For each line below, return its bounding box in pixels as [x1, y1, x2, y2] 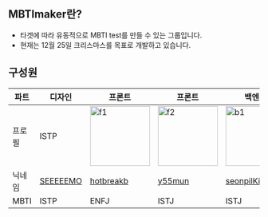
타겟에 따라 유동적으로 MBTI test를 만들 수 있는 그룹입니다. [19, 30, 203, 40]
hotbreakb [89, 175, 129, 186]
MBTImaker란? [8, 7, 82, 22]
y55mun [157, 175, 190, 186]
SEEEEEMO [39, 175, 82, 186]
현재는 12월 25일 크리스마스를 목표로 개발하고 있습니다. [19, 40, 191, 49]
